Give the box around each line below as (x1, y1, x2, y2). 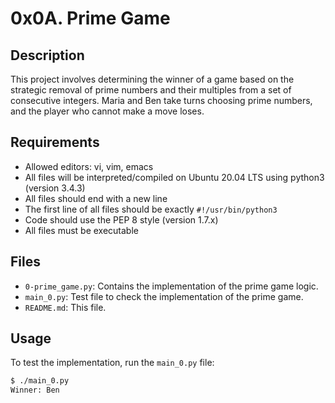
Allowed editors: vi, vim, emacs (24, 160, 154, 172)
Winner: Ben (10, 385, 60, 396)
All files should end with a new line (24, 192, 168, 204)
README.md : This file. (24, 301, 107, 313)
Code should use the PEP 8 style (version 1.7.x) (24, 213, 219, 226)
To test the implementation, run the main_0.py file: (10, 357, 215, 369)
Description (10, 47, 85, 64)
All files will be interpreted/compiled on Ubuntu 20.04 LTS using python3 (24, 171, 325, 183)
